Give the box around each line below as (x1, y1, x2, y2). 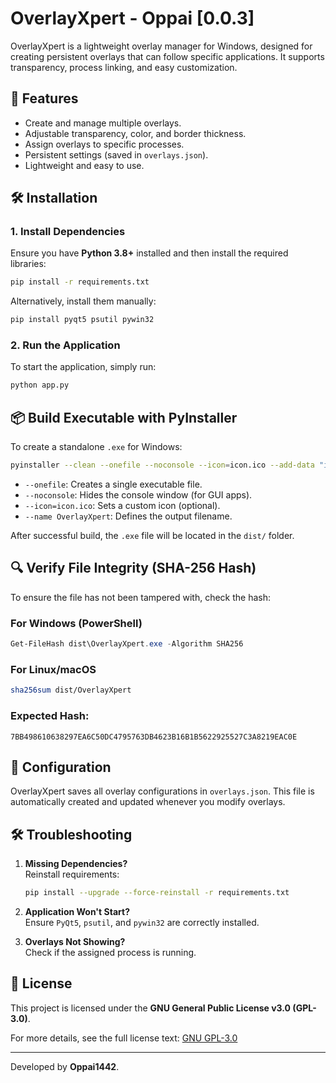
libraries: (10, 258, 47, 270)
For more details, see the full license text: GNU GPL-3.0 (10, 1032, 238, 1044)
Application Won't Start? (24, 906, 130, 917)
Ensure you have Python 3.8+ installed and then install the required (10, 247, 289, 259)
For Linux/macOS (10, 662, 97, 676)
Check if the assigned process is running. (24, 947, 197, 958)
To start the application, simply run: (10, 361, 157, 373)
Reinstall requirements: (24, 868, 120, 881)
